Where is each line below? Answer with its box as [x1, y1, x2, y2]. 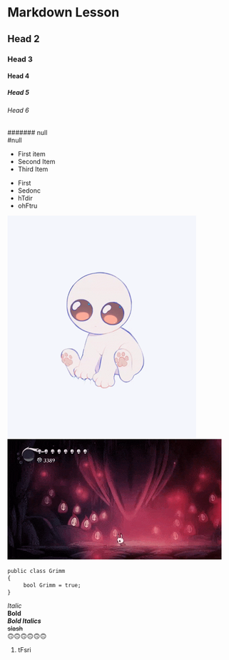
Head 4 [7, 72, 30, 81]
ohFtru [17, 201, 38, 210]
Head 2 [7, 33, 41, 45]
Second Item [17, 157, 56, 166]
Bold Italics [7, 616, 41, 625]
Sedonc [17, 186, 41, 195]
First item [17, 149, 46, 158]
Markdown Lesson [7, 4, 120, 21]
